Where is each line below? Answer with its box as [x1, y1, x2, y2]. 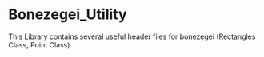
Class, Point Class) [8, 40, 70, 49]
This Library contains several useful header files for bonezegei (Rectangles [8, 32, 256, 41]
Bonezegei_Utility [8, 6, 127, 24]
